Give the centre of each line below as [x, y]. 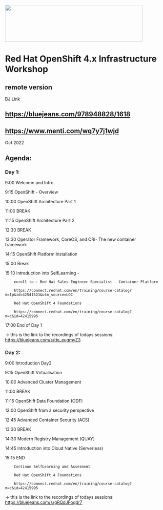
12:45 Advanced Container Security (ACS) [47, 420]
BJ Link [13, 99]
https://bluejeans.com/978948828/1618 [68, 114]
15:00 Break [17, 263]
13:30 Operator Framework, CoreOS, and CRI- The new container [71, 239]
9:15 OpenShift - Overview [32, 192]
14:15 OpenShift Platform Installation [41, 254]
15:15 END [15, 458]
